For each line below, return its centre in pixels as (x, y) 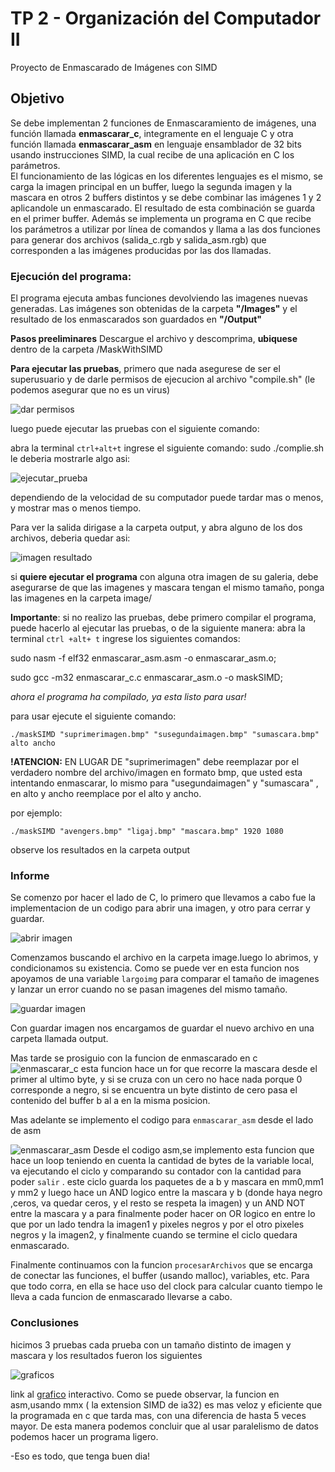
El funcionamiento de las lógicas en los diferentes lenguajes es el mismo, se (167, 176)
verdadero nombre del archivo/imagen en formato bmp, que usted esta (156, 773)
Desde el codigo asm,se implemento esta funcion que (204, 1150)
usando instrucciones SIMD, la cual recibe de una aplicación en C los (152, 154)
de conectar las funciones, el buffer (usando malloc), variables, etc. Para (160, 1276)
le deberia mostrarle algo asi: (70, 459)
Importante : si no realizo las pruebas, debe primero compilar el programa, (163, 618)
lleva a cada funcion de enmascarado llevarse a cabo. (121, 1297)
